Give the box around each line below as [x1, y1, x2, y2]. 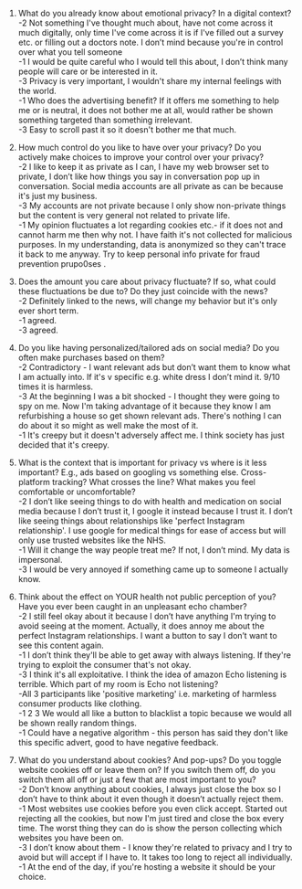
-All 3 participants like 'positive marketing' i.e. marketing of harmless [17, 689, 276, 699]
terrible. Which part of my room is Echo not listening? [17, 679, 219, 689]
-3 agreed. [17, 324, 59, 335]
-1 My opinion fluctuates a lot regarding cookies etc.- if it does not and [17, 219, 284, 230]
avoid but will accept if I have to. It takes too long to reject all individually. [17, 852, 293, 863]
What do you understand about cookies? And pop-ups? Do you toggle [17, 755, 282, 766]
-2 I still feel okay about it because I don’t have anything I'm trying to [17, 611, 276, 621]
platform [17, 477, 50, 487]
